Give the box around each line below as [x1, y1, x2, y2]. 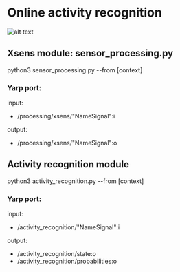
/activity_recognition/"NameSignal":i [16, 223, 120, 231]
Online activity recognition [7, 5, 163, 21]
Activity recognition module [7, 158, 129, 170]
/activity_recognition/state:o [16, 250, 96, 258]
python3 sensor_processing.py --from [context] [7, 65, 143, 74]
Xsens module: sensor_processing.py [7, 48, 174, 59]
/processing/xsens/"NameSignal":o [16, 139, 117, 147]
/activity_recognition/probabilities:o [16, 257, 117, 266]
